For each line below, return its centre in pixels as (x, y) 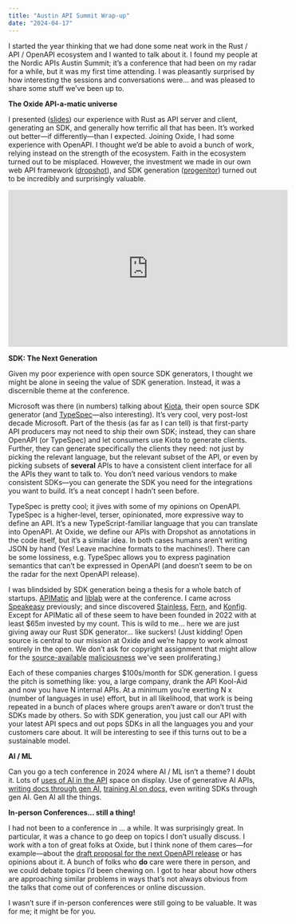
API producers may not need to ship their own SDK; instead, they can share (132, 431)
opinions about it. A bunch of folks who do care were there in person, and (130, 862)
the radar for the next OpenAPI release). (74, 574)
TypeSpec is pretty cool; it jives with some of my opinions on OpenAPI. (125, 506)
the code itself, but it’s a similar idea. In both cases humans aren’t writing (128, 540)
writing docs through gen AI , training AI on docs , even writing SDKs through (133, 788)
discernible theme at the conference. (69, 390)
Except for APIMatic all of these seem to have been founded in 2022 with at (132, 614)
